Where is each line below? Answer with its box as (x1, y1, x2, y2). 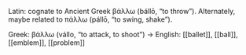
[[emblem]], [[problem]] (8, 38, 85, 47)
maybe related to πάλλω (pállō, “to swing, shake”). (8, 15, 173, 24)
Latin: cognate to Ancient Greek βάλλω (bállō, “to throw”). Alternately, (8, 7, 236, 15)
